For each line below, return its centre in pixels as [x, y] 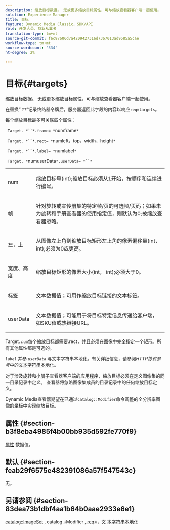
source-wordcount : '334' [31, 48]
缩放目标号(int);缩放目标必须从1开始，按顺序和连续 [97, 179]
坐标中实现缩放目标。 [36, 406]
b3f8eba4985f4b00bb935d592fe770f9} [71, 432]
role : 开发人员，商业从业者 [31, 29]
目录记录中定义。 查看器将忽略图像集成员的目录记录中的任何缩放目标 [81, 382]
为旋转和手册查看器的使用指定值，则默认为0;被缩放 [97, 214]
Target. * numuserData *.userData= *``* [50, 161]
